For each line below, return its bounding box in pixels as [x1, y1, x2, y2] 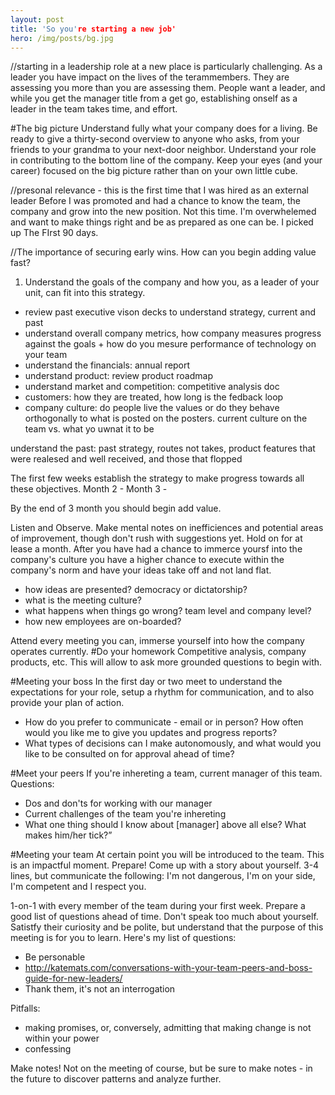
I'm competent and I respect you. [10, 881, 147, 893]
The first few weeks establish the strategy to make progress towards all [10, 472, 305, 485]
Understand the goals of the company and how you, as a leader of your [24, 276, 320, 288]
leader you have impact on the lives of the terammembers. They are [10, 71, 290, 83]
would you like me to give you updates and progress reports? [24, 727, 278, 739]
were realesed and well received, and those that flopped [10, 453, 243, 465]
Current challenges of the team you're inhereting [24, 808, 227, 820]
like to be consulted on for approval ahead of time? [24, 748, 235, 760]
